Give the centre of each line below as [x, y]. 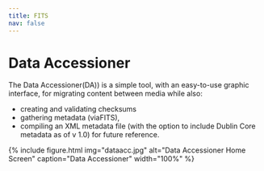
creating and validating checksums [78, 109]
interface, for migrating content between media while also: [106, 94]
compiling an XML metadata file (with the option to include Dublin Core [138, 126]
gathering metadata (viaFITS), [70, 118]
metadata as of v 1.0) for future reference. [90, 135]
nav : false [27, 23]
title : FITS [28, 16]
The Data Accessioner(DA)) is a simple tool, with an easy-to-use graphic [129, 85]
